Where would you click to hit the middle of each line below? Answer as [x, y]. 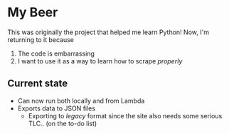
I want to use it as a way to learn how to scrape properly [100, 61]
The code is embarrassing [56, 53]
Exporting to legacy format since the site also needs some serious [125, 115]
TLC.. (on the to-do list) [63, 123]
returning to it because [41, 39]
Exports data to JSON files [57, 108]
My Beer [33, 12]
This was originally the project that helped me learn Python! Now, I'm [108, 32]
